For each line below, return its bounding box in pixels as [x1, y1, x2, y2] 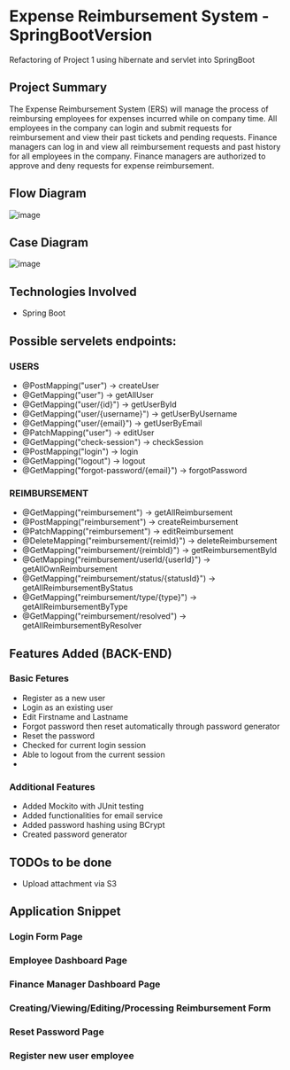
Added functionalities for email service [21, 810, 164, 821]
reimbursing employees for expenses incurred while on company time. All [9, 113, 278, 123]
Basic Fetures [9, 672, 69, 684]
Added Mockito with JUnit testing [21, 801, 144, 812]
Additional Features [9, 780, 95, 793]
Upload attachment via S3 [21, 878, 118, 888]
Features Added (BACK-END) [9, 645, 172, 661]
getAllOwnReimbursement [21, 564, 118, 574]
